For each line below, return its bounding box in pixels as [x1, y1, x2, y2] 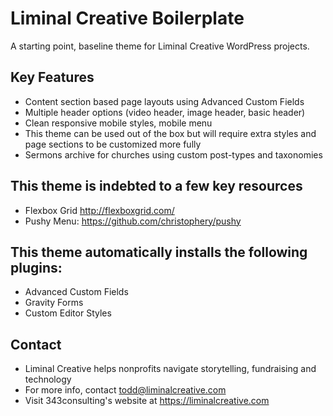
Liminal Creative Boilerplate [10, 7, 245, 30]
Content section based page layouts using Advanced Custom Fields [24, 95, 305, 107]
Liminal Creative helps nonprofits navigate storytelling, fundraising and [24, 363, 317, 375]
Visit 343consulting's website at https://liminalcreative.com [24, 395, 270, 407]
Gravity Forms [24, 297, 84, 309]
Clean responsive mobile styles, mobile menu [24, 117, 213, 129]
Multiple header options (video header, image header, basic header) [24, 106, 306, 118]
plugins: [10, 259, 63, 276]
